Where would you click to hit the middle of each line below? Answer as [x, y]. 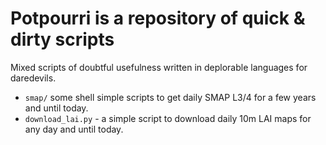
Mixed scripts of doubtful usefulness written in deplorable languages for [159, 67]
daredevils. [33, 78]
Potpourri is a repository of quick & [158, 18]
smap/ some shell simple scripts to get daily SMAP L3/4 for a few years [170, 97]
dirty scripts [62, 39]
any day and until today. [74, 129]
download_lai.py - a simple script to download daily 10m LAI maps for [168, 118]
